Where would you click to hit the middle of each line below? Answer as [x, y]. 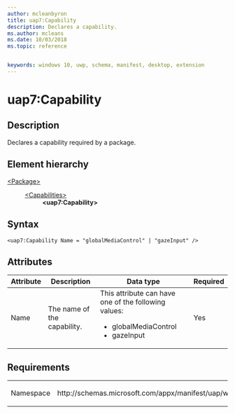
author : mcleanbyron [37, 14]
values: [112, 311]
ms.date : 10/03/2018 [37, 40]
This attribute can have [138, 294]
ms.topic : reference [37, 46]
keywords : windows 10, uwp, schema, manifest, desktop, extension [106, 65]
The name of [69, 309]
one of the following [133, 302]
